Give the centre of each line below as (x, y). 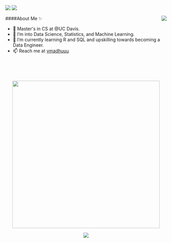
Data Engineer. (28, 45)
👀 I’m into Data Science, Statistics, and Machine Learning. (73, 34)
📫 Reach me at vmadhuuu (41, 51)
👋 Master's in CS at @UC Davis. (46, 29)
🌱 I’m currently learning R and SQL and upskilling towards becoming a (86, 39)
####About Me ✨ (24, 18)
